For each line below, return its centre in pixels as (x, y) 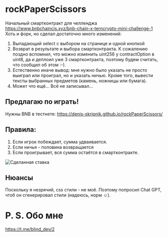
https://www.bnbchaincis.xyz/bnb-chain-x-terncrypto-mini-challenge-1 (79, 28)
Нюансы (19, 178)
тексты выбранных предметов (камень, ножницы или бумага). (79, 81)
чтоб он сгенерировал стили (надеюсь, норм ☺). (58, 195)
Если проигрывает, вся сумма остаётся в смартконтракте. (75, 152)
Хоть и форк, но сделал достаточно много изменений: (63, 34)
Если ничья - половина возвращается (53, 147)
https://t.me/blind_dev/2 (30, 229)
